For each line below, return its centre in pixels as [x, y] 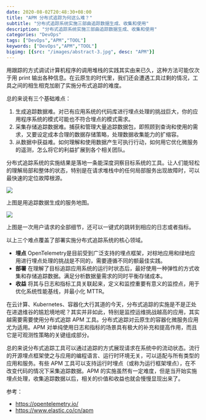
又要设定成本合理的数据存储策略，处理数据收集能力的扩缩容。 [104, 134]
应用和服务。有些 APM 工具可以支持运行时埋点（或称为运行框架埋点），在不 [101, 363]
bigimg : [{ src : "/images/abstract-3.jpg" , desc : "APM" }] [81, 52]
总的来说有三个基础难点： [39, 98]
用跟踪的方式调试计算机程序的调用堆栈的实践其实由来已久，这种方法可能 [97, 70]
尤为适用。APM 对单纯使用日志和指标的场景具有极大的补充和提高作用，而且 [102, 327]
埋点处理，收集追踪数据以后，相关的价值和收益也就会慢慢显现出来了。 [95, 378]
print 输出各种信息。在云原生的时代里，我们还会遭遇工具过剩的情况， [105, 78]
